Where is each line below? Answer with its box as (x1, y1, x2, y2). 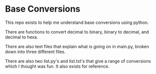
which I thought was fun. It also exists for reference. (5, 63, 110, 69)
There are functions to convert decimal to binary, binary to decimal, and (5, 29, 149, 35)
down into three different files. (5, 49, 66, 55)
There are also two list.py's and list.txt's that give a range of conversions (5, 58, 151, 64)
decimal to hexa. (5, 34, 39, 40)
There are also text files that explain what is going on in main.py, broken (5, 43, 150, 49)
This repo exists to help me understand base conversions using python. (5, 19, 149, 25)
